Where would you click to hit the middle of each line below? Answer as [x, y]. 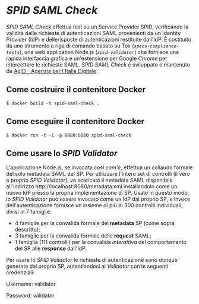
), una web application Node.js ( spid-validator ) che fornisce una [99, 52]
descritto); [27, 230]
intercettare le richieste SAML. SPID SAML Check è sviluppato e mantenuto [98, 64]
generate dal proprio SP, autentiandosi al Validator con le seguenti [87, 266]
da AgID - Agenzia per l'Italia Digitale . [52, 71]
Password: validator [30, 296]
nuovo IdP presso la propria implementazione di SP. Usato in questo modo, [98, 193]
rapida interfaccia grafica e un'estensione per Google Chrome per [87, 58]
